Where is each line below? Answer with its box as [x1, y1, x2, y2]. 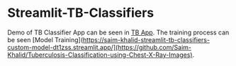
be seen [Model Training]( [7, 35, 84, 44]
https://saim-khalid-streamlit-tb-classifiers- [82, 35, 210, 44]
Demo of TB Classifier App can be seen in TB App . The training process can [7, 28, 230, 37]
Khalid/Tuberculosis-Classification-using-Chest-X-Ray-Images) [7, 51, 193, 59]
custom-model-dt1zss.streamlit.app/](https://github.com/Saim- [7, 43, 191, 51]
